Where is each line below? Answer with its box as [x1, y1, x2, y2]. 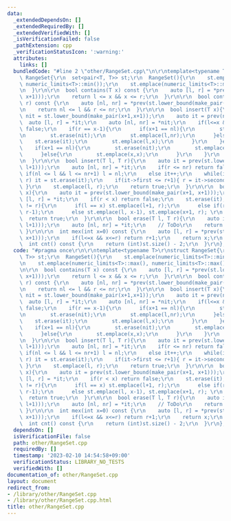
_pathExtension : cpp [13, 42, 72, 49]
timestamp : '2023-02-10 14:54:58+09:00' [13, 452, 131, 459]
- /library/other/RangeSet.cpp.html [7, 497, 112, 504]
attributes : [13, 55, 48, 62]
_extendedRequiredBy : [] [13, 23, 85, 30]
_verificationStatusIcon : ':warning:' [13, 49, 125, 56]
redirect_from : [7, 484, 51, 491]
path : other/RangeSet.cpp [13, 439, 88, 447]
